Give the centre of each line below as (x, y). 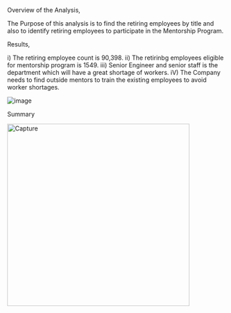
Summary (21, 114)
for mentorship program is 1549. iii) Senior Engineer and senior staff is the (113, 65)
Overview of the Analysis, (44, 10)
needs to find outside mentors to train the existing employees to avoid (107, 80)
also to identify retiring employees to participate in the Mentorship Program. (115, 31)
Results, (19, 44)
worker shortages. (34, 87)
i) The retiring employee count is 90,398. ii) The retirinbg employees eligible (115, 58)
